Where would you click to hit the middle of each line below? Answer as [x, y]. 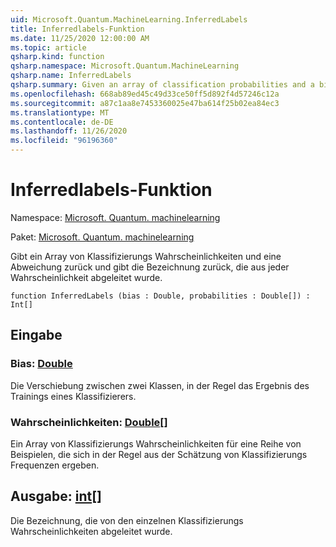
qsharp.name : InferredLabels [71, 76]
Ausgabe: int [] [56, 496]
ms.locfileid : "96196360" [64, 141]
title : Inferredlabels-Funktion [77, 29]
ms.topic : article [48, 47]
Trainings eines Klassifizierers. [73, 396]
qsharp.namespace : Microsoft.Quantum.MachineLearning [125, 66]
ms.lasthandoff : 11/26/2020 [69, 131]
